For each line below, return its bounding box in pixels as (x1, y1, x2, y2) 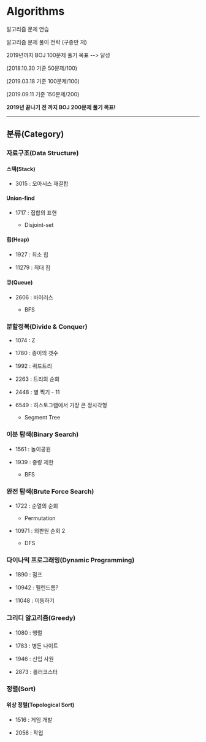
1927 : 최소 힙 (15, 250, 49, 258)
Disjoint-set (24, 221, 54, 228)
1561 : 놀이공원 (15, 445, 51, 453)
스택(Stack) (6, 165, 36, 172)
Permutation (24, 514, 56, 522)
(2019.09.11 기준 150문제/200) (6, 90, 80, 98)
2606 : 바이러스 (15, 294, 53, 301)
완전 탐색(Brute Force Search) (6, 487, 94, 495)
